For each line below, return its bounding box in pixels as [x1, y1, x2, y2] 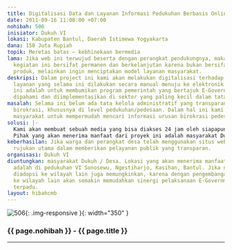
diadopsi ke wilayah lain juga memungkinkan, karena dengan [13, 171, 190, 177]
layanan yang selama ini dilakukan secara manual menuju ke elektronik [13, 81, 224, 88]
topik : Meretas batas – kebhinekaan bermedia [7, 49, 140, 56]
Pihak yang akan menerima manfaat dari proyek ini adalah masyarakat [13, 132, 217, 139]
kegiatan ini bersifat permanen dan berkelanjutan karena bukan [13, 61, 202, 68]
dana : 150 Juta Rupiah [7, 42, 72, 49]
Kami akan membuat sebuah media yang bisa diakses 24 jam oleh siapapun [13, 126, 227, 133]
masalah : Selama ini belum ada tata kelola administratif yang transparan [7, 100, 227, 107]
